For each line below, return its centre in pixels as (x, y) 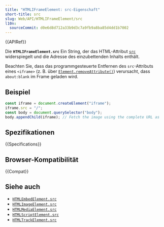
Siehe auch (23, 187)
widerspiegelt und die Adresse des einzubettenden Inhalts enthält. (72, 57)
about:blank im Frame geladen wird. (42, 77)
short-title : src (23, 14)
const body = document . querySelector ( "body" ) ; (54, 113)
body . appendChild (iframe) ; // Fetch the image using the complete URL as (82, 117)
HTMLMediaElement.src (34, 209)
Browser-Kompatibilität (42, 159)
